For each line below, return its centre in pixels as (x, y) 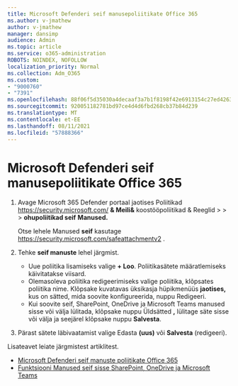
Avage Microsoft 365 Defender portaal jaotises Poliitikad (100, 202)
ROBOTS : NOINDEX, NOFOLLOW (47, 60)
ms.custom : (23, 80)
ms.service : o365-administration (57, 54)
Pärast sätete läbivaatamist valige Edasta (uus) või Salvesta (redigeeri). (122, 333)
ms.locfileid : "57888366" (45, 133)
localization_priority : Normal (53, 67)
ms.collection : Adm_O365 (44, 73)
